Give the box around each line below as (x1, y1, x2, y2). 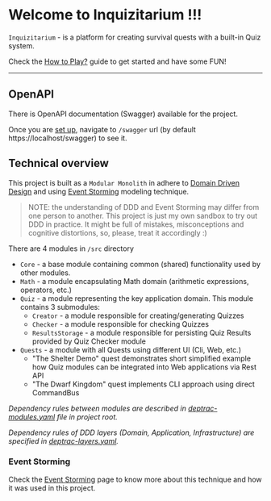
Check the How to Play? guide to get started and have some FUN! (8, 56, 227, 66)
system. (8, 40, 35, 50)
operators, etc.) (19, 285, 73, 294)
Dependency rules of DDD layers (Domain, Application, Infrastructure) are (8, 428, 255, 437)
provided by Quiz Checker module (31, 336, 147, 346)
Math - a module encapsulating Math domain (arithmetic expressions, (19, 276, 249, 286)
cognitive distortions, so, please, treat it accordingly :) (27, 228, 207, 237)
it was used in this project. (8, 482, 96, 493)
